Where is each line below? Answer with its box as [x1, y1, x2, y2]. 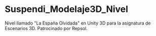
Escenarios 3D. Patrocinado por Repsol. [5, 25, 88, 31]
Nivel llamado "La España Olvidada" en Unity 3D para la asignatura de [5, 20, 151, 26]
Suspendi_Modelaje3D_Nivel [5, 3, 129, 15]
